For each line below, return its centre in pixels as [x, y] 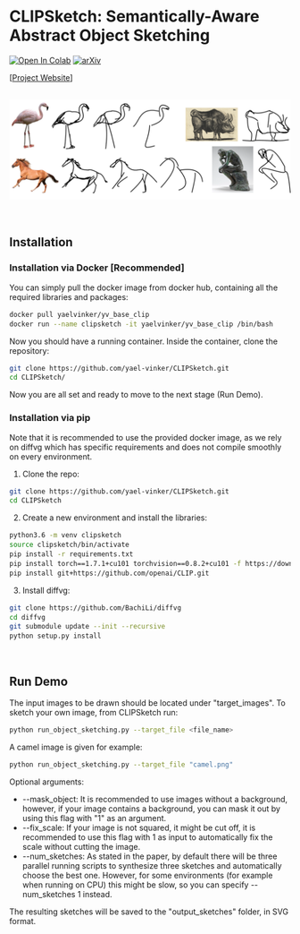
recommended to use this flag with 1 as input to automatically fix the [147, 837]
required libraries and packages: [69, 296]
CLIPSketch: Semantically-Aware [134, 17]
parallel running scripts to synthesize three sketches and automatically [152, 865]
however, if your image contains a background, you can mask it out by [151, 809]
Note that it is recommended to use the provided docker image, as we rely [146, 437]
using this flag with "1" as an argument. [94, 818]
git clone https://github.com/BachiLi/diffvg [95, 608]
